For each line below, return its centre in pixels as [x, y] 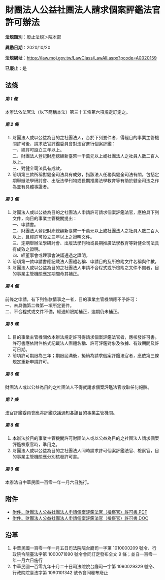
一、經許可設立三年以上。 [38, 150]
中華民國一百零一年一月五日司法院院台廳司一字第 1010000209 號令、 [82, 548]
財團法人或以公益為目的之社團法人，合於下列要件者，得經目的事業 [79, 138]
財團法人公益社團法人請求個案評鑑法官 [83, 10]
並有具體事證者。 [34, 187]
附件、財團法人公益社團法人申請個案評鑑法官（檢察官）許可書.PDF [80, 512]
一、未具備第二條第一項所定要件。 [40, 305]
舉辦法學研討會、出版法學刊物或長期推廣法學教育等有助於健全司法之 [86, 181]
